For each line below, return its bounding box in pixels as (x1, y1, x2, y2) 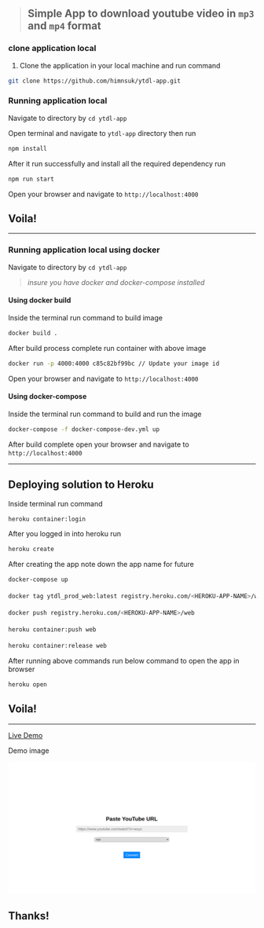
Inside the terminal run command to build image (8, 312, 163, 322)
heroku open (8, 681, 47, 689)
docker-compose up (8, 575, 68, 584)
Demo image (8, 746, 49, 755)
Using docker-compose (8, 392, 87, 401)
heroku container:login (8, 515, 86, 523)
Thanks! (8, 909, 49, 923)
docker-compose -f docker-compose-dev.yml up (8, 425, 159, 433)
